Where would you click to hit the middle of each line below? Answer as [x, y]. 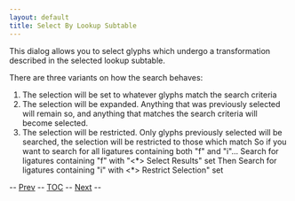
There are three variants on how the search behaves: [106, 77]
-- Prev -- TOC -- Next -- [56, 187]
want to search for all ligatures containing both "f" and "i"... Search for [150, 151]
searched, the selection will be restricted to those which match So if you [154, 142]
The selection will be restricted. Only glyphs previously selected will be [152, 132]
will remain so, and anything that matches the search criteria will [140, 113]
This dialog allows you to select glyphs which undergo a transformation [140, 50]
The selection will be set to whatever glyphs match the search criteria [149, 95]
